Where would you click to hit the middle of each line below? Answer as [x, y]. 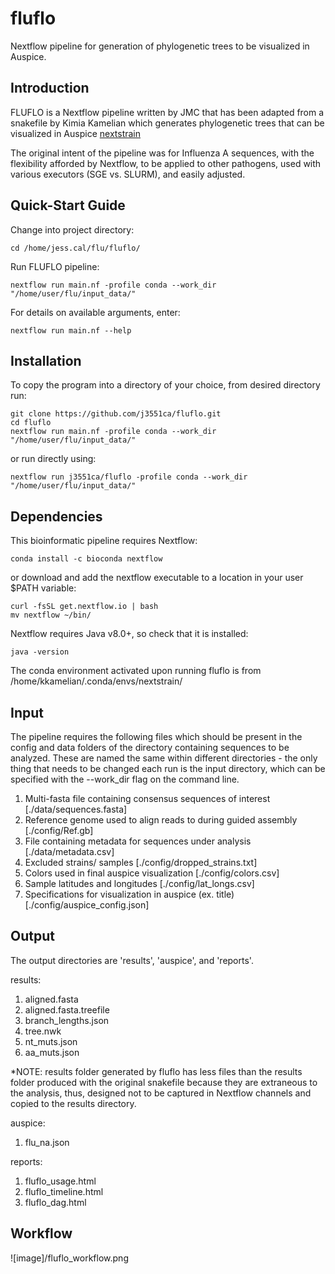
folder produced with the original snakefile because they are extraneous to [164, 1082]
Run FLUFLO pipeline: [55, 266]
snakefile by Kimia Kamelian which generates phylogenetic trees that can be [167, 123]
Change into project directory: [72, 229]
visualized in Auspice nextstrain [76, 133]
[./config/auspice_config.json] [87, 905]
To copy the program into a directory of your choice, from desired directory [165, 385]
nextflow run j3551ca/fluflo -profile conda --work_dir [129, 477]
